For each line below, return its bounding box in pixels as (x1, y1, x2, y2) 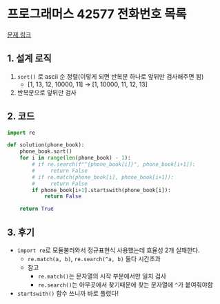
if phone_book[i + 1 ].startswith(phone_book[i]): (32, 187, 171, 193)
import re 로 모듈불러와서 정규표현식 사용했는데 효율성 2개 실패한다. (17, 246, 200, 254)
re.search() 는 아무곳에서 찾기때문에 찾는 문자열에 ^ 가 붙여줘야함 (37, 281, 214, 289)
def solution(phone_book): (7, 142, 85, 149)
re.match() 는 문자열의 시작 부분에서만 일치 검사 (37, 272, 167, 280)
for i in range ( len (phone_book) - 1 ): (19, 155, 131, 162)
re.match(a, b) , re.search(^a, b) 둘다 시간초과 (27, 255, 161, 263)
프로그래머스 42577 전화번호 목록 (7, 6, 188, 22)
